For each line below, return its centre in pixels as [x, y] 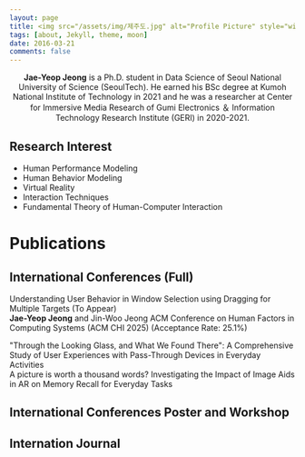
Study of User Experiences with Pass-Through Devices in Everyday [135, 354]
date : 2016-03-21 [42, 43]
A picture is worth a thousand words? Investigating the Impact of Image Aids [152, 374]
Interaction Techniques [65, 197]
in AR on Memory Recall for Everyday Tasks [91, 383]
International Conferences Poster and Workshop [149, 413]
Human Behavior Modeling [72, 177]
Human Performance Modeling [80, 168]
